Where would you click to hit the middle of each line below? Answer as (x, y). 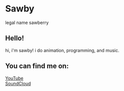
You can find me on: (37, 66)
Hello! (15, 38)
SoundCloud (18, 83)
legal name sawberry (27, 22)
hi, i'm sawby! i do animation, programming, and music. (62, 50)
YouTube (14, 78)
